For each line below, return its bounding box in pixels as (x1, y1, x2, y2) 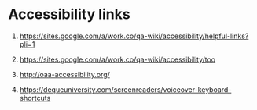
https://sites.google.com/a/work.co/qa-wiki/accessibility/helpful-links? (19, 31, 249, 41)
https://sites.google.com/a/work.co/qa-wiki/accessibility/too (19, 55, 216, 64)
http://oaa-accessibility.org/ (19, 69, 110, 79)
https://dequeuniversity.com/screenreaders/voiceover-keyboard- (19, 84, 232, 94)
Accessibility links (8, 5, 131, 23)
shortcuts (19, 93, 51, 102)
